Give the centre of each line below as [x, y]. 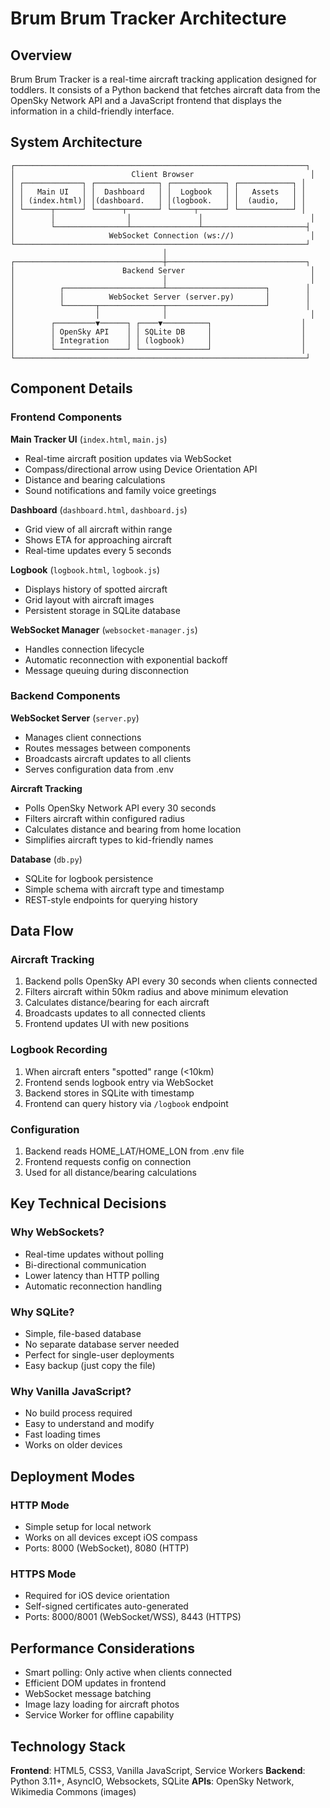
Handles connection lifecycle [84, 649]
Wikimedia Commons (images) [73, 1791]
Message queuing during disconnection [106, 670]
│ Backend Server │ [162, 270]
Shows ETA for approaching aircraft [98, 539]
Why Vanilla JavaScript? [71, 1391]
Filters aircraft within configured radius [104, 818]
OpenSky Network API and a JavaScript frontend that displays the [146, 100]
